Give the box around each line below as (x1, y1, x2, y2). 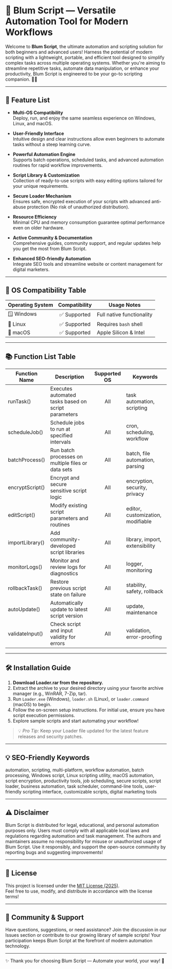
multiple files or (50, 459, 88, 467)
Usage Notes (108, 301, 141, 308)
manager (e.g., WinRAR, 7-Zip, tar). (12, 690, 87, 697)
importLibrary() (8, 539, 45, 546)
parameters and (50, 515, 89, 522)
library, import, (126, 536, 162, 543)
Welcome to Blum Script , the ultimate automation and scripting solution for (5, 43, 163, 49)
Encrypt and (50, 474, 80, 481)
